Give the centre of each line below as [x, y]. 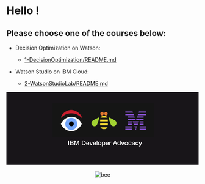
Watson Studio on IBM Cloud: [52, 72]
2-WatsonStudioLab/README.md [66, 83]
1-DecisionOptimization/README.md [70, 60]
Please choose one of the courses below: [86, 33]
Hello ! [23, 11]
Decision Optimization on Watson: [58, 48]
